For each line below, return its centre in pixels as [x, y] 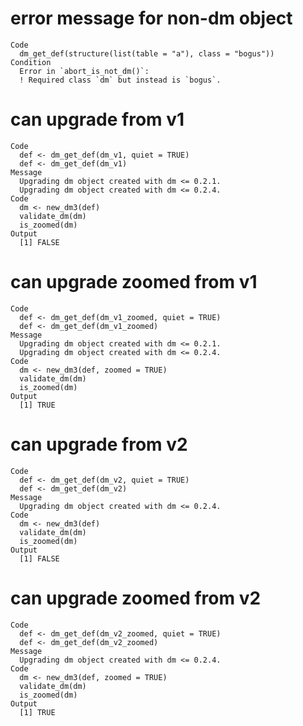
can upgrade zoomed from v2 [136, 598]
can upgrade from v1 [97, 119]
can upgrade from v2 [99, 444]
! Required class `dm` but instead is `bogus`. [120, 80]
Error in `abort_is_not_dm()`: [84, 71]
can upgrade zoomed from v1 [134, 282]
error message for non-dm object [151, 18]
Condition [31, 62]
